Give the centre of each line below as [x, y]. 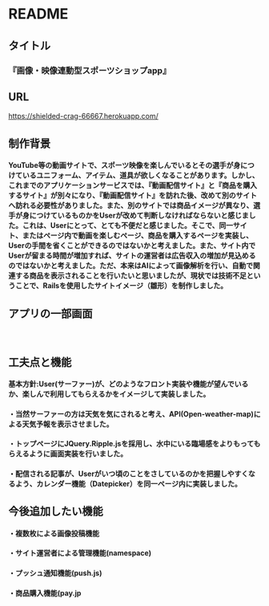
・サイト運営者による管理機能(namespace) [80, 553]
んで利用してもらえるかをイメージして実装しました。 [123, 394]
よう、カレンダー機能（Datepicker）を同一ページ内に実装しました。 [128, 483]
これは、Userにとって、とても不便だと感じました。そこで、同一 [128, 226]
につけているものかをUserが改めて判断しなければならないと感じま [139, 216]
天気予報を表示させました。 [68, 424]
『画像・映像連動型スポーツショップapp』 [90, 71]
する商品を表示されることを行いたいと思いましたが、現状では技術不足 [130, 276]
